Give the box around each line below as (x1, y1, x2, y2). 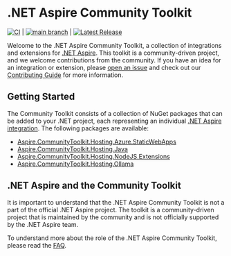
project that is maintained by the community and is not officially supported (7, 213, 219, 221)
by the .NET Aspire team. (7, 220, 79, 228)
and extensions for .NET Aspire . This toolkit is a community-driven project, (7, 49, 220, 57)
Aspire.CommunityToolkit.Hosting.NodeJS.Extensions (17, 152, 171, 160)
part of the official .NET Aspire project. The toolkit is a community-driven (7, 205, 214, 214)
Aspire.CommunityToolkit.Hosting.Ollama (17, 160, 134, 168)
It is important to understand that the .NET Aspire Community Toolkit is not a (7, 198, 225, 206)
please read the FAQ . (7, 241, 67, 249)
